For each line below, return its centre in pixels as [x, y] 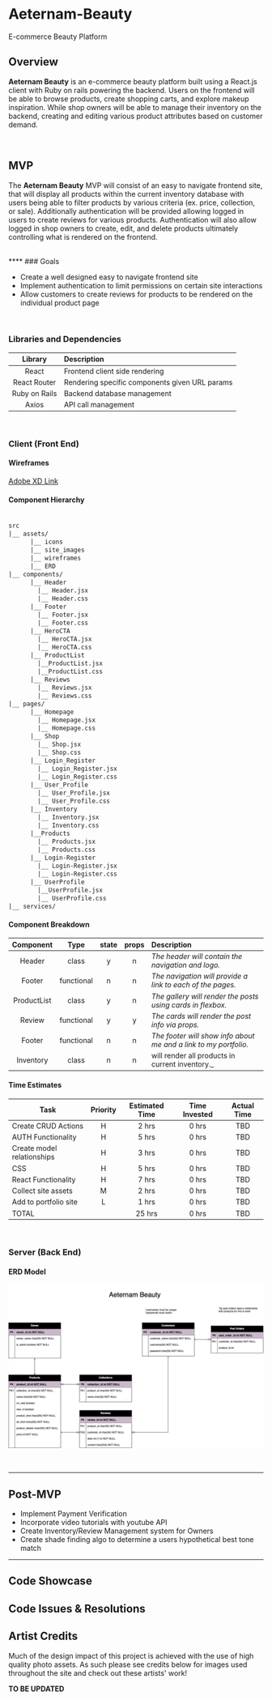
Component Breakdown [49, 924]
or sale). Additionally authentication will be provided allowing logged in [126, 211]
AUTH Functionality [44, 1137]
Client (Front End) [44, 444]
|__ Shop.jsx [59, 745]
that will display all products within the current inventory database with [126, 194]
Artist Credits [43, 1636]
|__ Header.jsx [63, 591]
